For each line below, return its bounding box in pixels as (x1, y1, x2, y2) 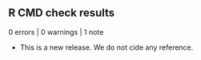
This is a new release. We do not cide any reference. (19, 43, 194, 52)
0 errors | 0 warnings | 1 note (8, 27, 104, 36)
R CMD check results (8, 6, 115, 20)
